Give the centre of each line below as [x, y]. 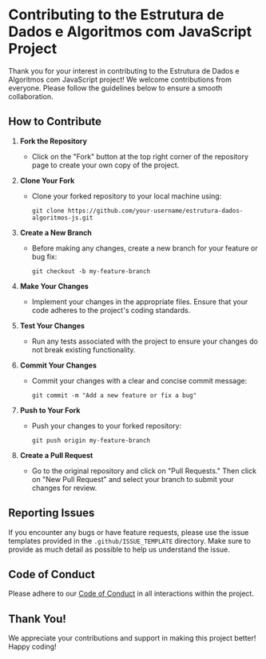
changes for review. [64, 488]
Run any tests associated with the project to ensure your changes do [145, 341]
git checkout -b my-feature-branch [91, 271]
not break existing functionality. [83, 349]
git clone [48, 211]
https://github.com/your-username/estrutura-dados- [155, 211]
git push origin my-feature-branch [91, 440]
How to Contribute [55, 122]
